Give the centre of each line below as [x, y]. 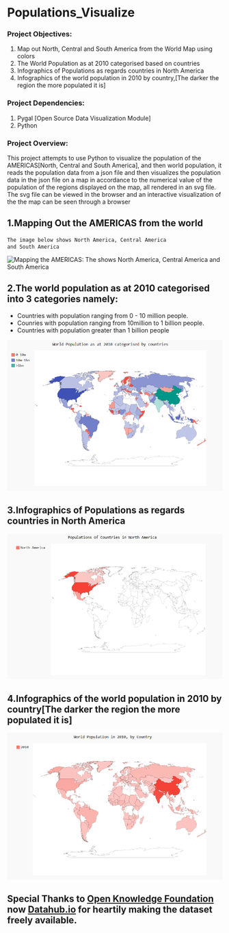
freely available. [42, 920]
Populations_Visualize [71, 13]
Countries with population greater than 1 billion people [93, 330]
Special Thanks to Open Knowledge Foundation [110, 899]
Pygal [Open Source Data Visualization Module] [84, 118]
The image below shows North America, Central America [87, 240]
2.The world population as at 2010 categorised [109, 288]
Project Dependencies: [46, 103]
